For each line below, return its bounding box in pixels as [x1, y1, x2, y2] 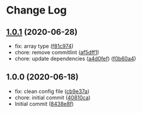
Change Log [6, 4, 67, 17]
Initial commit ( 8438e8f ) [14, 100, 74, 107]
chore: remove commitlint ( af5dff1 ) [14, 49, 99, 56]
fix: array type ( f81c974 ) [14, 42, 74, 49]
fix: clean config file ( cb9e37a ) [14, 88, 90, 95]
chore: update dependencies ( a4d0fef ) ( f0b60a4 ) [14, 55, 136, 62]
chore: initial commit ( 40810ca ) [14, 94, 91, 101]
